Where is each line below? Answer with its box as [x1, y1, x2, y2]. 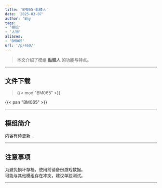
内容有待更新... [5, 133, 35, 139]
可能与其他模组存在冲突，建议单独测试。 [5, 173, 85, 179]
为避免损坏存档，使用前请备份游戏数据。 [5, 167, 85, 173]
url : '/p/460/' [5, 43, 36, 48]
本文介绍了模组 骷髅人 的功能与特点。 [16, 57, 92, 63]
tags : [5, 20, 16, 26]
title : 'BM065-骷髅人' [5, 7, 49, 12]
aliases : [5, 34, 23, 39]
